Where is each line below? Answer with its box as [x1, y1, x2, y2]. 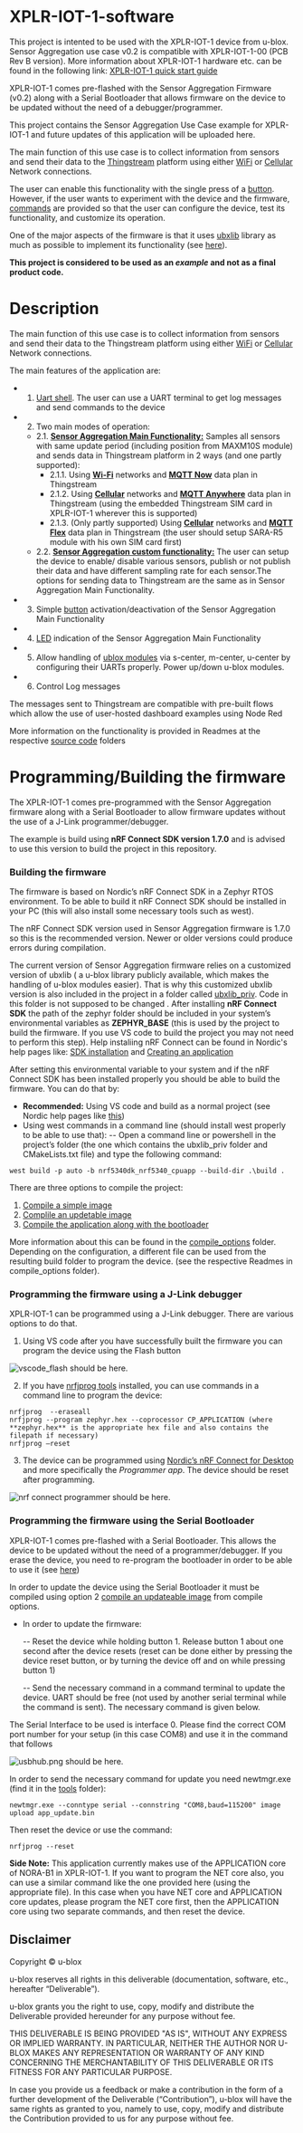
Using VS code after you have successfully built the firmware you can [22, 1335, 283, 1346]
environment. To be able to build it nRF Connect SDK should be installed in [9, 896, 287, 907]
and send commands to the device [35, 401, 166, 413]
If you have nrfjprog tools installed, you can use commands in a [22, 1381, 260, 1392]
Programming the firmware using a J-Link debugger [9, 1288, 242, 1301]
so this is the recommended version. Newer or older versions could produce [9, 933, 293, 943]
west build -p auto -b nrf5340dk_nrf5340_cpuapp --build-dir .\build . [9, 1166, 285, 1176]
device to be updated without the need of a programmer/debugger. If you [9, 1545, 283, 1555]
